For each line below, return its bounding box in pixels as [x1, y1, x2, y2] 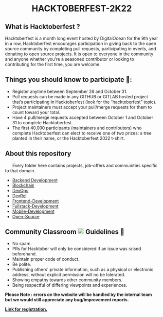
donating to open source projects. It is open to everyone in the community [5, 51, 154, 57]
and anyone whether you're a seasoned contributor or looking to [5, 56, 135, 62]
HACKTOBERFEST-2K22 [31, 3, 132, 14]
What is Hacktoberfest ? [5, 23, 80, 31]
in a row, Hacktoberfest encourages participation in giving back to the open [5, 41, 157, 46]
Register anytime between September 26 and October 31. [12, 89, 127, 94]
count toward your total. [12, 109, 60, 115]
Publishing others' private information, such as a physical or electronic [12, 267, 154, 272]
